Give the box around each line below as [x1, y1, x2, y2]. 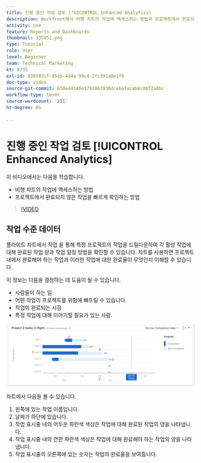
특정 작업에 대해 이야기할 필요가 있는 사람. [14, 312, 112, 319]
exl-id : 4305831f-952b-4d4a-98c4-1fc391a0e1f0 [6, 73, 124, 79]
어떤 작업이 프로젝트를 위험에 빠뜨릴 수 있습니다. [14, 297, 127, 304]
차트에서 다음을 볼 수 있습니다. [6, 393, 77, 400]
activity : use [6, 22, 42, 28]
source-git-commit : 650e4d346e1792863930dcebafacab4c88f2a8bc [6, 86, 165, 92]
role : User [6, 48, 33, 54]
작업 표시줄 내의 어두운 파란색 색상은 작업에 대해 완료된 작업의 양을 [14, 420, 170, 428]
